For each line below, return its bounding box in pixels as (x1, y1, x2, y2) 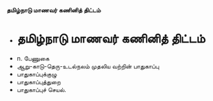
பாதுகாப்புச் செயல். (16, 85, 67, 93)
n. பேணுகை (16, 54, 50, 62)
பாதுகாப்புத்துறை (16, 77, 61, 86)
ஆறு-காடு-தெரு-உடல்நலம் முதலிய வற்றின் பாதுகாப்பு (16, 62, 160, 70)
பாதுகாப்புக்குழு (16, 70, 57, 78)
